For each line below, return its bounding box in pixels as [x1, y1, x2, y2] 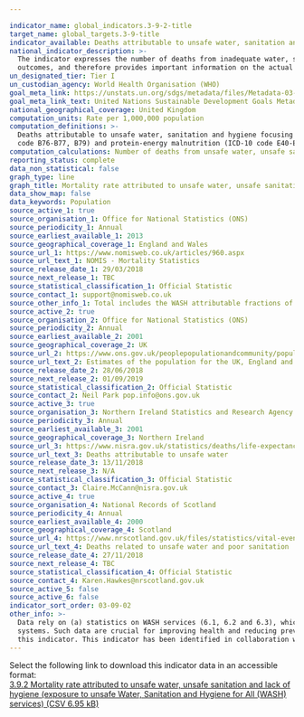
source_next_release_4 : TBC [9, 559, 116, 568]
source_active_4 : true [9, 492, 95, 501]
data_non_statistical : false [9, 164, 119, 173]
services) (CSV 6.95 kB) [9, 698, 100, 709]
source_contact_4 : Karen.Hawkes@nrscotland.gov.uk [9, 576, 204, 585]
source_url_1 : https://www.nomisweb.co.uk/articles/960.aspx [9, 248, 245, 258]
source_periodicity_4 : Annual [9, 508, 124, 518]
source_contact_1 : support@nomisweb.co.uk [9, 290, 172, 299]
